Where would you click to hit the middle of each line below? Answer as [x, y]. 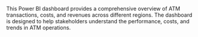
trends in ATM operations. [38, 27]
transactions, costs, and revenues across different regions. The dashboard [99, 15]
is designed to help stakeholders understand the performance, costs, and [98, 21]
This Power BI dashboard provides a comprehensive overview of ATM [93, 9]
